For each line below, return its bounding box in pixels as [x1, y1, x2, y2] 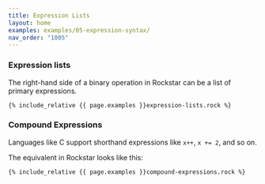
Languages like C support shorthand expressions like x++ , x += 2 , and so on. [8, 137, 257, 147]
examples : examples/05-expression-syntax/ [8, 26, 150, 34]
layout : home [8, 19, 51, 27]
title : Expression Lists [8, 11, 90, 20]
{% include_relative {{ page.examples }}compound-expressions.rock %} [8, 167, 246, 176]
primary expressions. [8, 86, 78, 96]
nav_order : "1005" [8, 33, 69, 42]
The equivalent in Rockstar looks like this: [8, 152, 144, 162]
